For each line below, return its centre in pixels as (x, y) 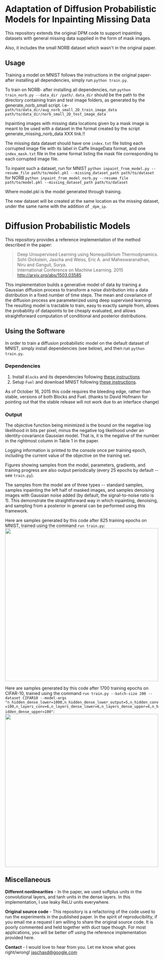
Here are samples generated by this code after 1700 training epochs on (77, 688)
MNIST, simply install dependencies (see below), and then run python (75, 348)
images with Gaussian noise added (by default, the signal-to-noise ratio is (80, 495)
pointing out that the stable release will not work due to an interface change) (82, 402)
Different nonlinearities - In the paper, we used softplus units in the (73, 891)
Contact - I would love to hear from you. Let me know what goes (70, 947)
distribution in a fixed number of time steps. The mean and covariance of (79, 295)
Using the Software (35, 331)
